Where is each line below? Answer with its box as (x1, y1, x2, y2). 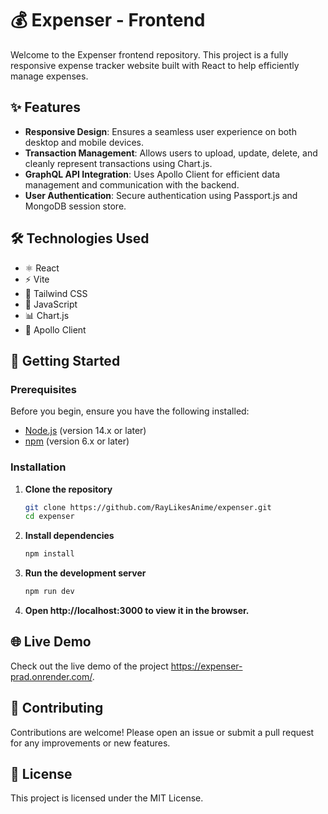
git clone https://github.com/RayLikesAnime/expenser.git (24, 502, 272, 512)
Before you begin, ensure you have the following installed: (10, 405, 250, 417)
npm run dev (24, 587, 75, 597)
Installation (10, 460, 67, 474)
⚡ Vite (24, 273, 50, 285)
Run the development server (24, 567, 147, 579)
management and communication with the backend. (24, 178, 240, 191)
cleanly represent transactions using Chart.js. (24, 157, 213, 169)
